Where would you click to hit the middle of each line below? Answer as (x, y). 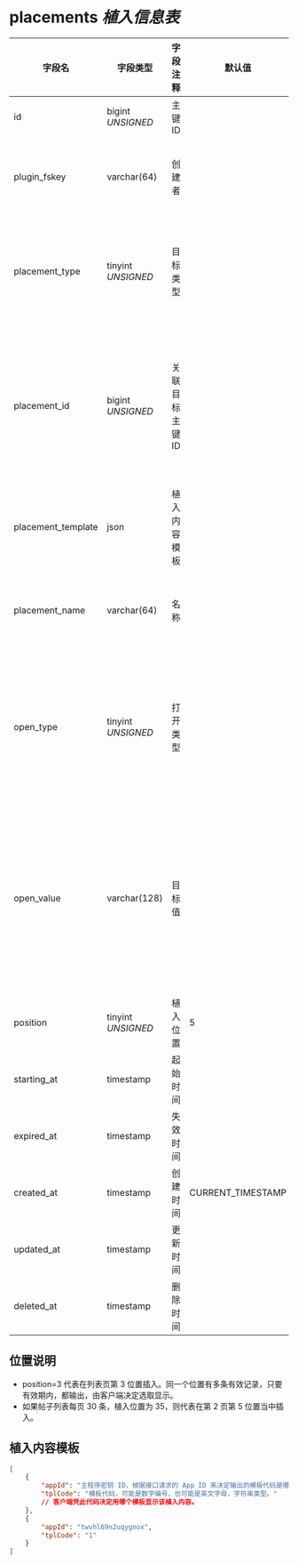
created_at (36, 1192)
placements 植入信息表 (94, 17)
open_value (37, 898)
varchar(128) (134, 898)
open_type (36, 726)
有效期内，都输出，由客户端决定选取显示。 (100, 1395)
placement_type (47, 271)
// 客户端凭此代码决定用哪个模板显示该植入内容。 (120, 1503)
